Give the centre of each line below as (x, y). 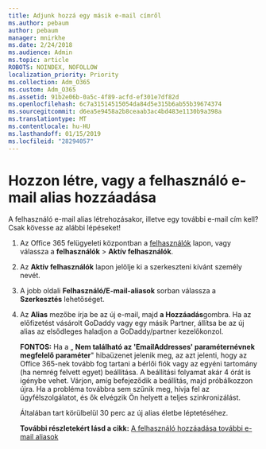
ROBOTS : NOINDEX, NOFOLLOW (53, 68)
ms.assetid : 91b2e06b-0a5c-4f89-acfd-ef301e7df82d (94, 97)
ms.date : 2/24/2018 (40, 45)
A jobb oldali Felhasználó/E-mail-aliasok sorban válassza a (118, 291)
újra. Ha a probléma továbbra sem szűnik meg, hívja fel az (115, 389)
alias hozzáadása (98, 197)
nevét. (30, 276)
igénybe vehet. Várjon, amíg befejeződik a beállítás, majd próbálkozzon (136, 381)
